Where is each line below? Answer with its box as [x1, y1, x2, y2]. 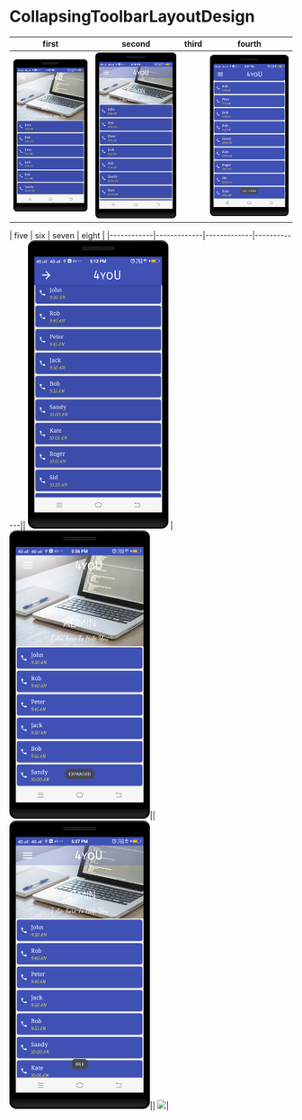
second [121, 39, 151, 49]
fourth [236, 39, 262, 49]
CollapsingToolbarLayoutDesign [9, 6, 255, 27]
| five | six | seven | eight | [9, 229, 105, 240]
